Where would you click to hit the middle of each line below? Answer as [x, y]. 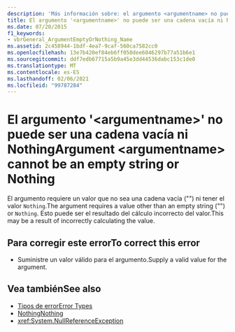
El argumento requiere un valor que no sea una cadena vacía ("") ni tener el [116, 199]
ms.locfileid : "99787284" [45, 85]
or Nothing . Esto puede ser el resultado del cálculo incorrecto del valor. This [115, 213]
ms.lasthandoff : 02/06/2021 [48, 79]
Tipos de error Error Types [55, 305]
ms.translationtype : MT [42, 66]
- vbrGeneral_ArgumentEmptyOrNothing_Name [70, 40]
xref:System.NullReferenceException [70, 320]
